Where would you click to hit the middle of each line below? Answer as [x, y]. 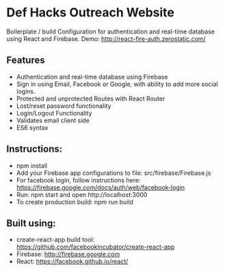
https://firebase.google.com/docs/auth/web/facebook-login [101, 187]
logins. [26, 91]
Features [26, 60]
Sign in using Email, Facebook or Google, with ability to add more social [117, 84]
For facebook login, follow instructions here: [78, 180]
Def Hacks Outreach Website [91, 13]
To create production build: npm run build [75, 202]
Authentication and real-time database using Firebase [92, 77]
